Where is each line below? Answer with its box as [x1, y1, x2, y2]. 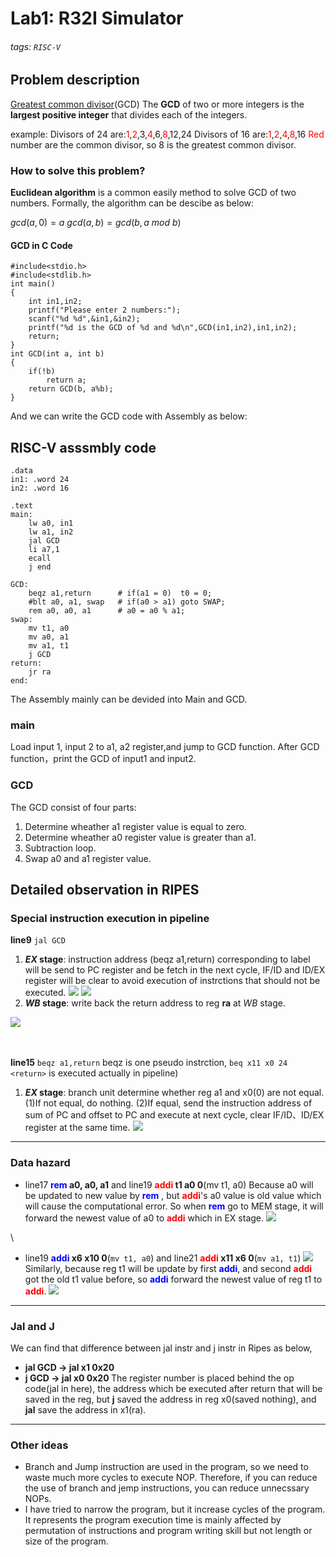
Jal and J [10, 1319, 55, 1333]
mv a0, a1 [28, 632, 70, 642]
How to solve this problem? [10, 163, 146, 177]
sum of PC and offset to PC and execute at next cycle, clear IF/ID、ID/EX [24, 1109, 325, 1121]
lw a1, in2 [28, 527, 74, 537]
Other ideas [10, 1438, 69, 1452]
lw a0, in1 [28, 518, 74, 529]
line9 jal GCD [10, 934, 66, 946]
